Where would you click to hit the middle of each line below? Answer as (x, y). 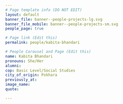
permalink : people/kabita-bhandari (43, 43)
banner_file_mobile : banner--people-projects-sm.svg (62, 24)
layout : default (22, 15)
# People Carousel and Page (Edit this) (48, 51)
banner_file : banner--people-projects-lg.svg (54, 19)
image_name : (18, 85)
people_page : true (24, 29)
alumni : (13, 66)
